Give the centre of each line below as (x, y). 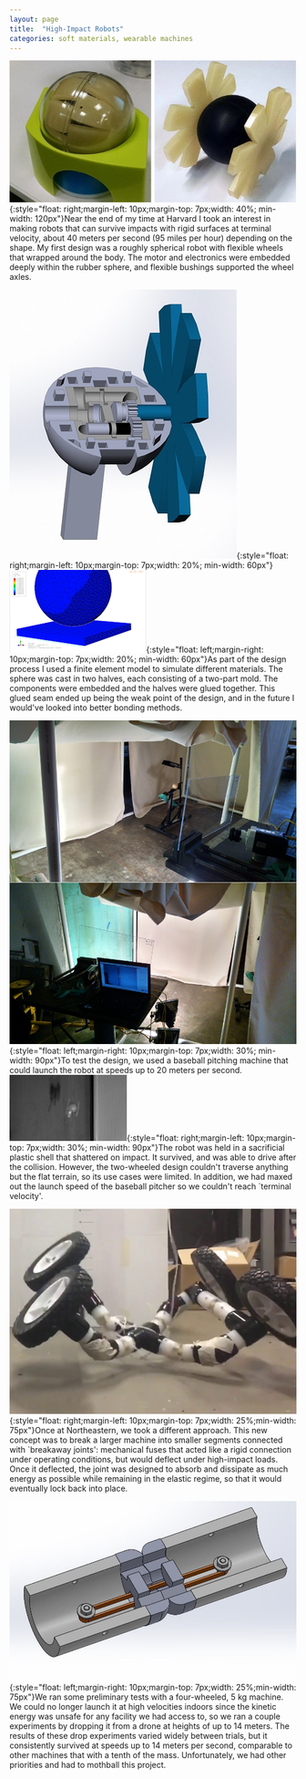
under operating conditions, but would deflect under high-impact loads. (144, 1459)
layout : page (34, 19)
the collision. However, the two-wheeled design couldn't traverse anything (149, 1167)
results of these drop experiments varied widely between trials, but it (138, 1736)
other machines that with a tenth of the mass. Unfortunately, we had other (148, 1755)
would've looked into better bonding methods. (96, 708)
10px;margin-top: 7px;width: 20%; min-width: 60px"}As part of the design (148, 659)
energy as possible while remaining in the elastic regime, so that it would (146, 1478)
